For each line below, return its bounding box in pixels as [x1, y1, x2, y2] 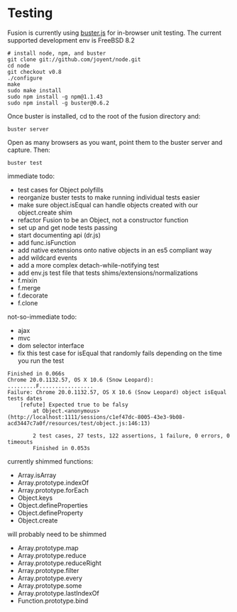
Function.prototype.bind [17, 596, 89, 605]
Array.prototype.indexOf [17, 478, 89, 487]
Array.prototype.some [17, 581, 82, 590]
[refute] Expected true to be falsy [20, 401, 129, 408]
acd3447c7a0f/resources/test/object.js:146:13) [7, 420, 151, 427]
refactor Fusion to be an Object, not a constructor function [17, 215, 189, 224]
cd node [7, 62, 31, 69]
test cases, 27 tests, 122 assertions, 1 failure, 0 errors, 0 [38, 432, 231, 439]
